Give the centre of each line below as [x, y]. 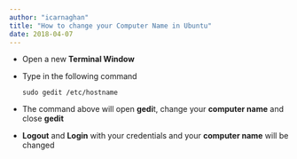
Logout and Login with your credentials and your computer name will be [155, 136]
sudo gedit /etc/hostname [70, 93]
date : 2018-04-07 [41, 34]
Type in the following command [79, 76]
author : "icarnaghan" [49, 17]
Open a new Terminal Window [78, 60]
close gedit [43, 119]
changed [38, 145]
